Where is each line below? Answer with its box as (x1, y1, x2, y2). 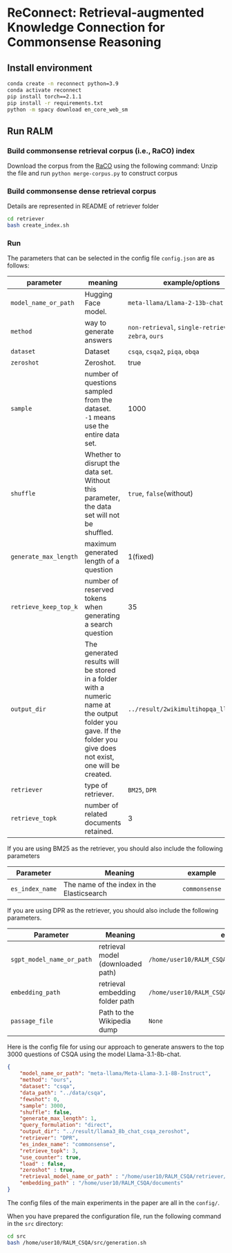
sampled (84, 387, 113, 396)
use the (84, 421, 109, 431)
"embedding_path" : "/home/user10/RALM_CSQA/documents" (19, 1180, 184, 1186)
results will (84, 657, 119, 667)
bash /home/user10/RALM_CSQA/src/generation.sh (7, 1239, 147, 1246)
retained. (84, 827, 114, 836)
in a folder (84, 674, 117, 684)
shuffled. (84, 528, 114, 538)
